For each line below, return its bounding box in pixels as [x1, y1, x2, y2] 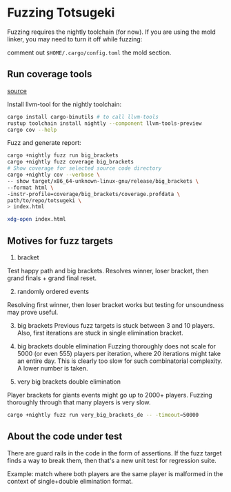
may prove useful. [7, 308, 59, 316]
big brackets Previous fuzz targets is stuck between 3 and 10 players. [17, 321, 215, 329]
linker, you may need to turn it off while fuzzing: [7, 35, 143, 43]
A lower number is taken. [17, 364, 88, 372]
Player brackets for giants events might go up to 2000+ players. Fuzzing [7, 391, 212, 399]
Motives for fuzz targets [7, 235, 114, 246]
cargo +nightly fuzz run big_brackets [7, 152, 119, 159]
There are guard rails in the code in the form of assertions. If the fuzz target [7, 449, 222, 457]
